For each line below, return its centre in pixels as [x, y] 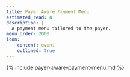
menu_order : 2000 [28, 34]
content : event [36, 45]
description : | [25, 23]
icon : [13, 39]
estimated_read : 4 [29, 17]
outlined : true [36, 51]
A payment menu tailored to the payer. [61, 28]
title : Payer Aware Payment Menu [48, 12]
